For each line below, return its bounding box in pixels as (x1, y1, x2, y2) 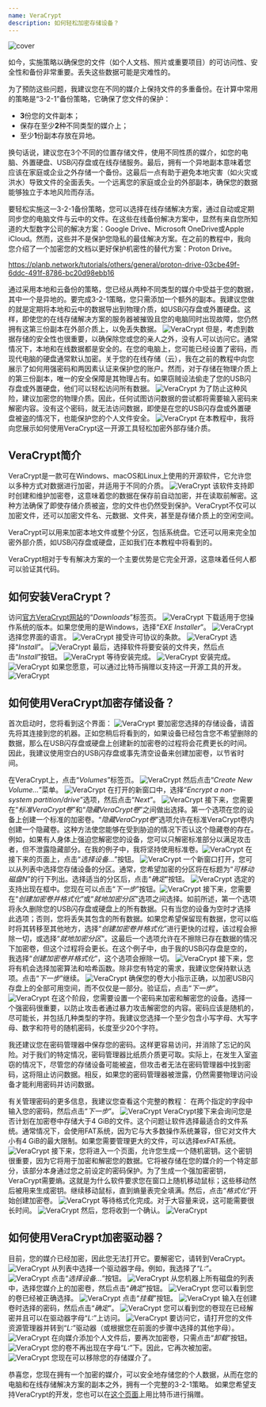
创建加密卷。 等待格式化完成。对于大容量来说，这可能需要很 (14, 1195, 255, 1205)
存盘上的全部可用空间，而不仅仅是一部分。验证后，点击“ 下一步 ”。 (8, 983, 223, 993)
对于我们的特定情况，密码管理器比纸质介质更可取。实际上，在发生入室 (21, 1049, 251, 1059)
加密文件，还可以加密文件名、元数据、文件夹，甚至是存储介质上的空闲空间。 (8, 511, 258, 521)
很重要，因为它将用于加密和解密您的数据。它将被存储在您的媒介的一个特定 (8, 1155, 251, 1165)
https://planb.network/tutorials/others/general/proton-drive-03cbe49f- (8, 259, 240, 269)
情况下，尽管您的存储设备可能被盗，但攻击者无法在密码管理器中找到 (21, 1059, 244, 1069)
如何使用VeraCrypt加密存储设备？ (8, 696, 176, 709)
